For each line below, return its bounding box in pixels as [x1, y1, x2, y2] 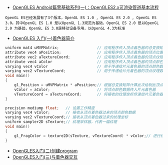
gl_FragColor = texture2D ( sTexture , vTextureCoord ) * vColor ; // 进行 [14, 133, 161, 138]
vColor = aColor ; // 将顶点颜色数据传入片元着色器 [14, 87, 156, 92]
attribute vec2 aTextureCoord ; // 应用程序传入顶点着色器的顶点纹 [5, 54, 160, 59]
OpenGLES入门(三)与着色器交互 [12, 154, 78, 160]
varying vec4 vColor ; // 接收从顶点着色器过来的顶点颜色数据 [5, 110, 136, 115]
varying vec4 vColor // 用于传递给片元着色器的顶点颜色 [5, 64, 160, 69]
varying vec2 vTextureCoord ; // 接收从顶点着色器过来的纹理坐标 [5, 114, 128, 120]
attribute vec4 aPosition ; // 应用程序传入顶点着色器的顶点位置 [5, 49, 163, 55]
